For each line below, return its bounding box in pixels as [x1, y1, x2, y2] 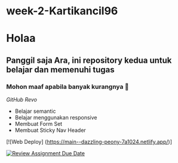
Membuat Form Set [14, 121, 63, 128]
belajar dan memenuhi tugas [6, 64, 115, 75]
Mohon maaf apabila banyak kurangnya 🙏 [6, 82, 130, 91]
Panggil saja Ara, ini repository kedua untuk [6, 55, 172, 65]
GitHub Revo [6, 96, 38, 103]
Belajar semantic [14, 107, 56, 115]
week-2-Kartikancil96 [6, 4, 118, 18]
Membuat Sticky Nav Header [14, 127, 87, 134]
